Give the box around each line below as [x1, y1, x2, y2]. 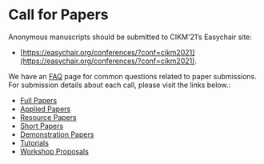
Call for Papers [8, 6, 109, 24]
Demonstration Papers [19, 130, 94, 139]
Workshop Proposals [19, 146, 90, 156]
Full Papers [19, 95, 58, 105]
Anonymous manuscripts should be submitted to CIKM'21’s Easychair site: [8, 32, 252, 42]
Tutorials [19, 138, 50, 147]
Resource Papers [19, 112, 78, 122]
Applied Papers [19, 104, 71, 114]
